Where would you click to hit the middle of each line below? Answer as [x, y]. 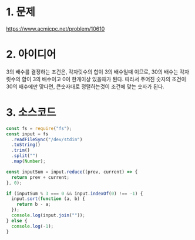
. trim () [21, 151]
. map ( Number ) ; [28, 161]
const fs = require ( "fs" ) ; [39, 128]
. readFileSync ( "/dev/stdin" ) [47, 139]
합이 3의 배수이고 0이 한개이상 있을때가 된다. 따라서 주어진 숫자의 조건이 [104, 79]
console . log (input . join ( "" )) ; [48, 215]
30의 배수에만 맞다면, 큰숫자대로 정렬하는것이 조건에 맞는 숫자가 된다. [85, 86]
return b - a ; [34, 204]
